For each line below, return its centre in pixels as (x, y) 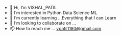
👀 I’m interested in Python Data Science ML (53, 13)
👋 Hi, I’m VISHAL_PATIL (33, 8)
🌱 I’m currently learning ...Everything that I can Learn (63, 18)
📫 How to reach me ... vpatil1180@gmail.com (55, 28)
